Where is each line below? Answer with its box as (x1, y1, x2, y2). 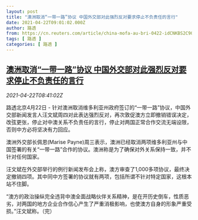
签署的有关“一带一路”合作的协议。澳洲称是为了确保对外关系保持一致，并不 (11, 145, 192, 153)
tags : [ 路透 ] (6, 36, 42, 42)
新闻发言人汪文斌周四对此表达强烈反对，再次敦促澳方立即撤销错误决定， (16, 111, 192, 118)
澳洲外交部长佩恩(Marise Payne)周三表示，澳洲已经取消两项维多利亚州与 (6, 138, 183, 145)
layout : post (6, 8, 38, 15)
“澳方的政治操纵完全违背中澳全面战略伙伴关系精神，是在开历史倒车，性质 (6, 192, 184, 200)
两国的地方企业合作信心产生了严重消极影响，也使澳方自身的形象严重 (21, 200, 187, 207)
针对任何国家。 (6, 153, 42, 160)
